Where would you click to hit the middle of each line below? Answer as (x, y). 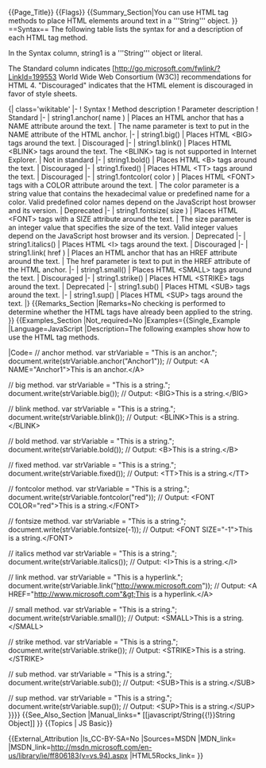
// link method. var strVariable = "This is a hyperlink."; (96, 577)
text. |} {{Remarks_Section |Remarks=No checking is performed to (117, 303)
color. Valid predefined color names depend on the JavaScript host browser (132, 202)
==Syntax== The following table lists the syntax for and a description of (126, 29)
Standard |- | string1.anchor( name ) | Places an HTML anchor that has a (126, 118)
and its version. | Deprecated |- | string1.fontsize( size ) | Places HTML (123, 210)
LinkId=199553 (33, 77)
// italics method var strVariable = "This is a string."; (93, 553)
